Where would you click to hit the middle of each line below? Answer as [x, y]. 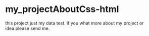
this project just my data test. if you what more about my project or [74, 23]
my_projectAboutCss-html [62, 9]
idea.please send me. [28, 28]
